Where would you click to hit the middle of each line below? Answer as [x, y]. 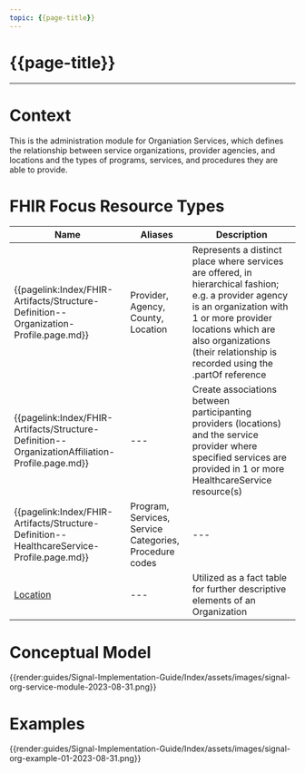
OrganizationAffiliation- [64, 452]
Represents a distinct [237, 250]
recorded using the [233, 364]
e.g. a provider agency [240, 296]
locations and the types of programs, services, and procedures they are [144, 160]
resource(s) [217, 492]
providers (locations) [236, 424]
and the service [225, 435]
